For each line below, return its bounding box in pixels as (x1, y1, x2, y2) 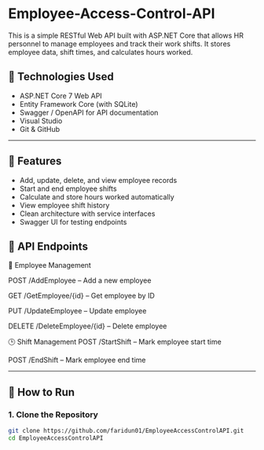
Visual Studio (19, 115, 63, 126)
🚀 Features (8, 155, 62, 168)
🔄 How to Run (8, 386, 75, 399)
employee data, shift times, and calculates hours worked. (8, 47, 193, 57)
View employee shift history (19, 200, 110, 210)
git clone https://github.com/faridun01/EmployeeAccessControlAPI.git (8, 427, 244, 435)
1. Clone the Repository (8, 409, 98, 420)
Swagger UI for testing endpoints (19, 217, 127, 226)
